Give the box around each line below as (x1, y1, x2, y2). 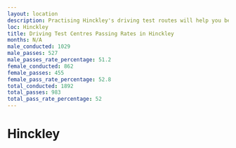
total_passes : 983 (7, 89, 61, 96)
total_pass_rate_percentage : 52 (7, 96, 102, 103)
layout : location (7, 10, 58, 18)
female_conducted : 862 (7, 63, 74, 70)
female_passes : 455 (7, 69, 65, 76)
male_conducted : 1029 (7, 43, 71, 50)
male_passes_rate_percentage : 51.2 (7, 56, 112, 63)
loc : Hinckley (7, 23, 49, 30)
